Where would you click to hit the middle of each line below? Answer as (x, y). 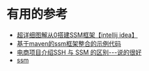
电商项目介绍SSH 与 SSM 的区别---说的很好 (79, 52)
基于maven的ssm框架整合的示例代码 (69, 43)
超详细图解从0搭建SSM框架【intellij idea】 (77, 35)
